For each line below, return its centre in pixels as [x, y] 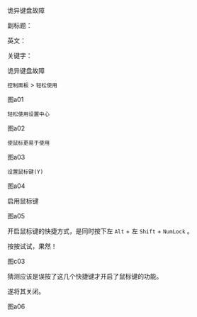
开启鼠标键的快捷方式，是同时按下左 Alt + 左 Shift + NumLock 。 [100, 231]
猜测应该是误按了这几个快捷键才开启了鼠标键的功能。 [85, 276]
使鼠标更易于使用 [29, 143]
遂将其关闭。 [26, 291]
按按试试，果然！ [32, 246]
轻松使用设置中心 [29, 114]
